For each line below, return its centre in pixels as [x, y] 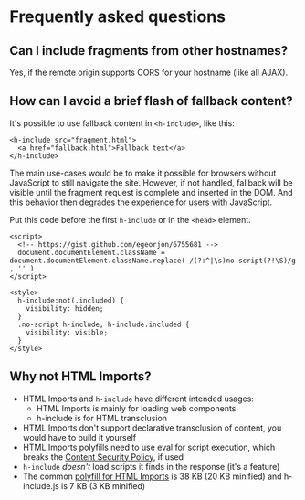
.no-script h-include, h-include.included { [104, 324]
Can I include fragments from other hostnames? [149, 51]
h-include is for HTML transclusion [101, 418]
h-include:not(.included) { [71, 300]
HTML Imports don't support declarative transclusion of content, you [152, 428]
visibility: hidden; [65, 308]
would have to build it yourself [79, 437]
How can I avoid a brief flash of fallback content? [151, 101]
